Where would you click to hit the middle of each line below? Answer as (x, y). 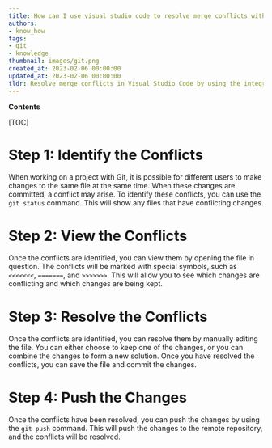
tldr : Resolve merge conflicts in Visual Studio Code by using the (125, 83)
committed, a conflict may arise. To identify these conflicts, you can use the (135, 194)
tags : (17, 38)
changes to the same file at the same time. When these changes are (122, 186)
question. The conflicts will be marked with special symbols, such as (123, 267)
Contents (24, 107)
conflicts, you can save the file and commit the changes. (102, 365)
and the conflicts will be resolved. (65, 437)
